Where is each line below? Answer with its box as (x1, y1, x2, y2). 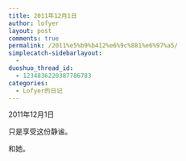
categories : (8, 79, 48, 87)
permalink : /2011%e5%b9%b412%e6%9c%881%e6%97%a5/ (8, 42, 179, 50)
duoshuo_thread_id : (8, 64, 74, 72)
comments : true (8, 34, 60, 43)
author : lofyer (8, 19, 60, 27)
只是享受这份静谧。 (8, 126, 72, 137)
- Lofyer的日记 (15, 86, 63, 95)
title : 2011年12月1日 (8, 11, 77, 20)
